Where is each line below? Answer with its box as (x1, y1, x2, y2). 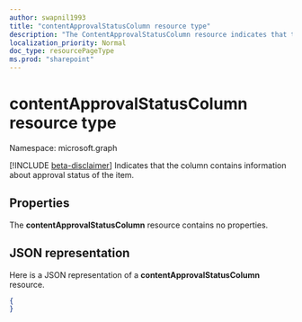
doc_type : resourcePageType (9, 47, 115, 56)
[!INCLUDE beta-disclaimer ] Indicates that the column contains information (9, 159, 287, 171)
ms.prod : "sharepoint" (9, 55, 94, 64)
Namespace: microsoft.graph (9, 142, 118, 153)
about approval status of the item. (9, 169, 135, 180)
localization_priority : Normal (9, 38, 127, 48)
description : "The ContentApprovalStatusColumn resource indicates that (9, 30, 288, 39)
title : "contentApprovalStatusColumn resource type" (9, 22, 211, 31)
